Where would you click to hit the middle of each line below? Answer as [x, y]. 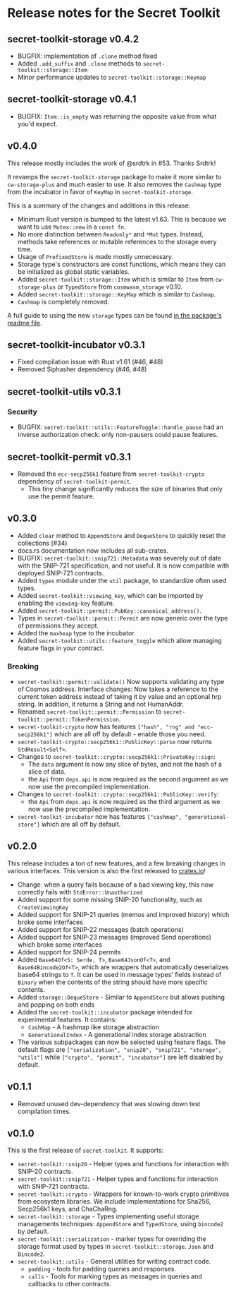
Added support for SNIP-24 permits [69, 952]
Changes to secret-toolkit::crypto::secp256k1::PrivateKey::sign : [117, 757]
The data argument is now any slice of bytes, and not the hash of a [125, 765]
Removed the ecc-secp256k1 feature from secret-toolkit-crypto [111, 474]
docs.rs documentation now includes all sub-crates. [93, 550]
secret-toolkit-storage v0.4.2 [73, 39]
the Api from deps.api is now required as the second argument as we [128, 779]
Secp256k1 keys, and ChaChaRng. [68, 1209]
